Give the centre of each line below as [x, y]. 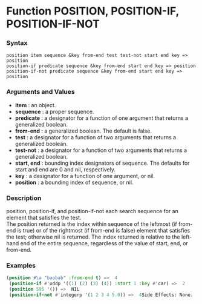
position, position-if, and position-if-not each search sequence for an [92, 211]
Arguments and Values [41, 92]
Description [24, 198]
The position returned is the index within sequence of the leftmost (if [92, 224]
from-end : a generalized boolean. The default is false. [83, 131]
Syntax [17, 43]
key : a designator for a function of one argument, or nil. [85, 176]
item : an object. [35, 105]
